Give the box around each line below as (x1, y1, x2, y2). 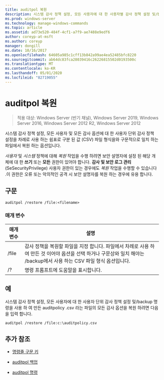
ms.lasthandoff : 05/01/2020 (5, 71, 62, 76)
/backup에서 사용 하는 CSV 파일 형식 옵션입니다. (24, 257, 130, 264)
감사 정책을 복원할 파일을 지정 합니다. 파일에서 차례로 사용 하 (24, 242, 155, 249)
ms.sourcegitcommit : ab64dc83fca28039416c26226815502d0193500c (5, 57, 137, 62)
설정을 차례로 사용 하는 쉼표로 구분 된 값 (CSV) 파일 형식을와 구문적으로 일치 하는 (5, 136, 159, 142)
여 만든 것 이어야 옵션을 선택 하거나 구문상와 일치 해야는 (24, 250, 145, 257)
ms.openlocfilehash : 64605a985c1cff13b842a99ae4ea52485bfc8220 (5, 52, 137, 58)
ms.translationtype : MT (5, 61, 54, 66)
